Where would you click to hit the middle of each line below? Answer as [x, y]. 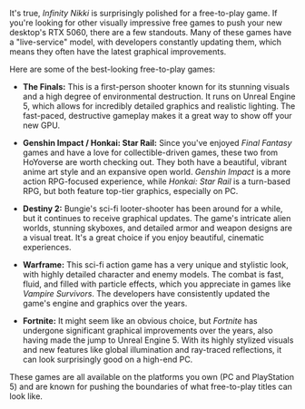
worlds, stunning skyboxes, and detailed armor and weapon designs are [157, 228]
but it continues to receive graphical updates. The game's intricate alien [157, 218]
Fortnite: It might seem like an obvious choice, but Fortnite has [140, 321]
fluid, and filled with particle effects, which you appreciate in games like [157, 284]
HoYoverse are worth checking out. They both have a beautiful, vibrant [155, 162]
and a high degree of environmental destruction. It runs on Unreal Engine [159, 96]
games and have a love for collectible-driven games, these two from [150, 152]
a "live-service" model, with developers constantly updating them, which [146, 42]
